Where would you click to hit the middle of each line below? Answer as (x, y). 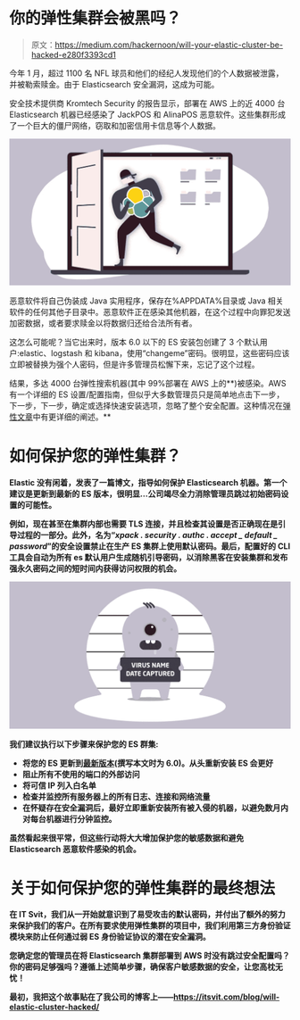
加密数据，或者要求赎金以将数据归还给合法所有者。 (103, 323)
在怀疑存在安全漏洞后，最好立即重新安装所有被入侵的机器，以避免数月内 (155, 808)
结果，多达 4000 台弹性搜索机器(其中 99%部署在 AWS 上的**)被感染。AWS (148, 384)
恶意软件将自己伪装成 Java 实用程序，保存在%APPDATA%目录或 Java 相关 (146, 301)
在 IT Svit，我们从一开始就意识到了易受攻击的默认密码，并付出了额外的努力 (147, 915)
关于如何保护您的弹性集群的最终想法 (142, 888)
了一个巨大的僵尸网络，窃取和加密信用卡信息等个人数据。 (115, 125)
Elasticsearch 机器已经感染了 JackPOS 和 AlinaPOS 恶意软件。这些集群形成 (147, 114)
